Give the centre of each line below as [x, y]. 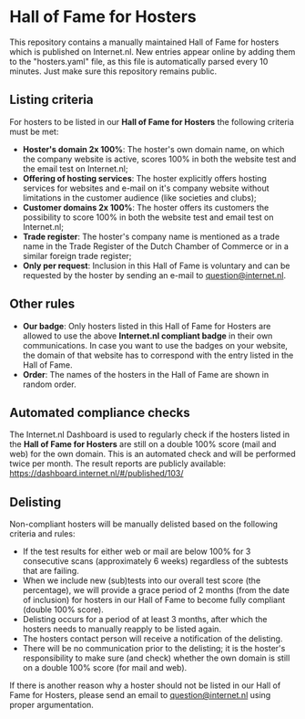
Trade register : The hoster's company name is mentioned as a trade [151, 236]
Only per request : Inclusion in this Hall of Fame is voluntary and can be [156, 266]
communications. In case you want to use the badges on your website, [155, 345]
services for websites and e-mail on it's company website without [146, 188]
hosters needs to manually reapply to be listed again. [122, 629]
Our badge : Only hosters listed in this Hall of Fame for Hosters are [147, 326]
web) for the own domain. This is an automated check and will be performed [152, 454]
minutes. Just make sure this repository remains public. [113, 71]
